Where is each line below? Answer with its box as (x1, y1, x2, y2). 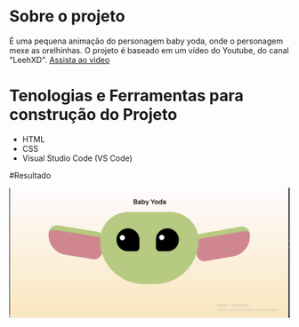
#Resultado (9, 170, 52, 180)
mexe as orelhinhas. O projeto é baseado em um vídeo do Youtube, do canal (9, 44, 289, 55)
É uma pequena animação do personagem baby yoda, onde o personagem (9, 36, 283, 46)
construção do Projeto (9, 105, 178, 125)
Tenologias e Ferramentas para (9, 86, 244, 106)
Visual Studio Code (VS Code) (21, 153, 133, 163)
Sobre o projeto (9, 6, 125, 27)
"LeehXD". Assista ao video (9, 54, 110, 65)
